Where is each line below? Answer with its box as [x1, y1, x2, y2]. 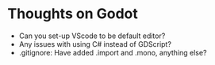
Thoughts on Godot [7, 5, 138, 23]
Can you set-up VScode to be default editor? [18, 31, 166, 40]
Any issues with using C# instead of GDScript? [18, 39, 172, 48]
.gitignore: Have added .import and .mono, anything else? [18, 48, 207, 57]
